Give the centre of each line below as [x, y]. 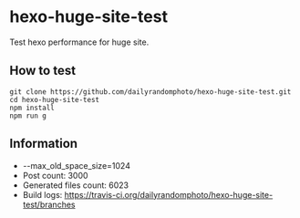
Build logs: [42, 194]
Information [44, 144]
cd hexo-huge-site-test [55, 99]
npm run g [28, 116]
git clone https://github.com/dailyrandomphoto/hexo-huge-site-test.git [150, 92]
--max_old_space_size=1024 [76, 165]
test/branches [49, 204]
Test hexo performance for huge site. [79, 42]
